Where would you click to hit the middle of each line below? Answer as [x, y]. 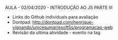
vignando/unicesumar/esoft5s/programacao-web [62, 27]
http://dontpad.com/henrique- [63, 22]
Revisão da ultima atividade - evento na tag [56, 32]
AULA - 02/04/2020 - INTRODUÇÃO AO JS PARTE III [59, 8]
